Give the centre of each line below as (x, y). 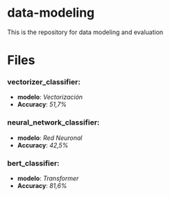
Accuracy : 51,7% (42, 104)
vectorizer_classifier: (44, 82)
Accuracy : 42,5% (43, 145)
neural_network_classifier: (53, 123)
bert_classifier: (34, 163)
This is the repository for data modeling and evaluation (85, 32)
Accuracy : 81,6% (42, 186)
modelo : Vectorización (50, 97)
